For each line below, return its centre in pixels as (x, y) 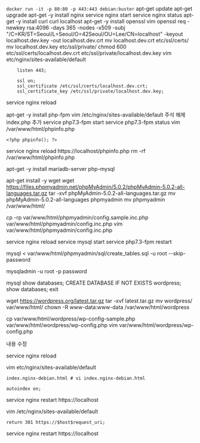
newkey (16, 28)
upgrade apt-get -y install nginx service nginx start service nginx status (94, 15)
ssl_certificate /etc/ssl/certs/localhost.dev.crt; (82, 86)
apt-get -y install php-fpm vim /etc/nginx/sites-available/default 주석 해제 (96, 115)
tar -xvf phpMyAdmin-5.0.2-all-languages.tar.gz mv (112, 193)
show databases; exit (32, 289)
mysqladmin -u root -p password (47, 271)
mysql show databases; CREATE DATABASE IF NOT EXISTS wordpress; (94, 283)
